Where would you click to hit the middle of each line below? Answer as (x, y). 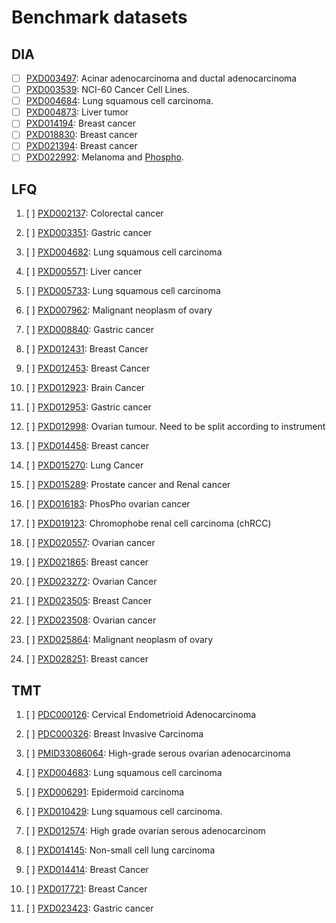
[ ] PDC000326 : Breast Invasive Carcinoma (114, 734)
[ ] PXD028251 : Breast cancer (87, 659)
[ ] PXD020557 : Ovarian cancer (90, 543)
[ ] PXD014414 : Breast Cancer (87, 870)
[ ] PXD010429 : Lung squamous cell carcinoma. (124, 812)
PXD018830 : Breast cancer (81, 135)
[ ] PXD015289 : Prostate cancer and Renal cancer (128, 485)
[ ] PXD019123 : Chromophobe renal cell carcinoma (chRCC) (148, 523)
